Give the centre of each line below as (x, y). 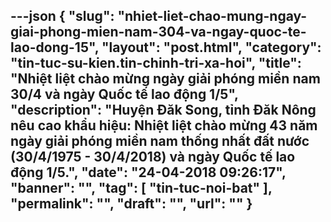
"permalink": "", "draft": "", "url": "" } (131, 204)
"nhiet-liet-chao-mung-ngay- (212, 16)
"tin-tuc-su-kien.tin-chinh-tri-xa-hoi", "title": (156, 63)
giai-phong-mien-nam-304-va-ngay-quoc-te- (158, 32)
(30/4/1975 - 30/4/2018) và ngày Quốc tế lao (153, 157)
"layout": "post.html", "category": (211, 47)
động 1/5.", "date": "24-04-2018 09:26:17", (148, 172)
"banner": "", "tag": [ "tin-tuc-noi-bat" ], (141, 188)
